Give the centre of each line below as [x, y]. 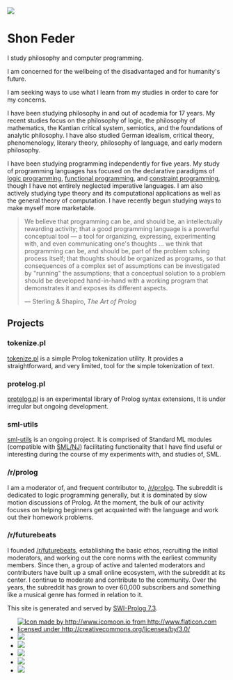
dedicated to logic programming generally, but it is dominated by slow [107, 495]
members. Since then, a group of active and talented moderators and [106, 565]
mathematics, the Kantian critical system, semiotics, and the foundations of [115, 127]
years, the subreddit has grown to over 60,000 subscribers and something [114, 587]
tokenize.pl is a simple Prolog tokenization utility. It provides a [95, 358]
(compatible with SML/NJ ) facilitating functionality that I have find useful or [115, 447]
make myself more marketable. [51, 207]
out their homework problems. [50, 517]
